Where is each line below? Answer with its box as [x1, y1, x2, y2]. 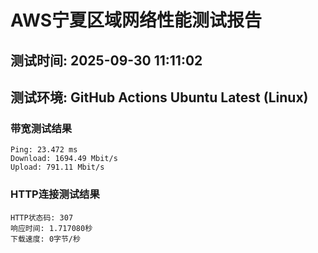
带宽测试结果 [10, 121, 73, 135]
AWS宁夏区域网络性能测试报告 [10, 9, 263, 32]
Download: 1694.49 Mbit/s [10, 154, 118, 164]
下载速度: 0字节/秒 [10, 234, 81, 244]
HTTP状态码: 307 [10, 212, 74, 223]
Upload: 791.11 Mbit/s [10, 162, 105, 173]
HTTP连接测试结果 [10, 187, 100, 201]
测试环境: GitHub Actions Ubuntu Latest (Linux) [10, 89, 309, 106]
